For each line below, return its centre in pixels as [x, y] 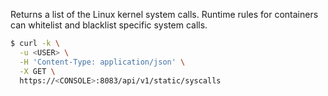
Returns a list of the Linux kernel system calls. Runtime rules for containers [164, 14]
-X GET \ [37, 71]
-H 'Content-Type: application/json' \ [102, 62]
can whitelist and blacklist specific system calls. [109, 25]
